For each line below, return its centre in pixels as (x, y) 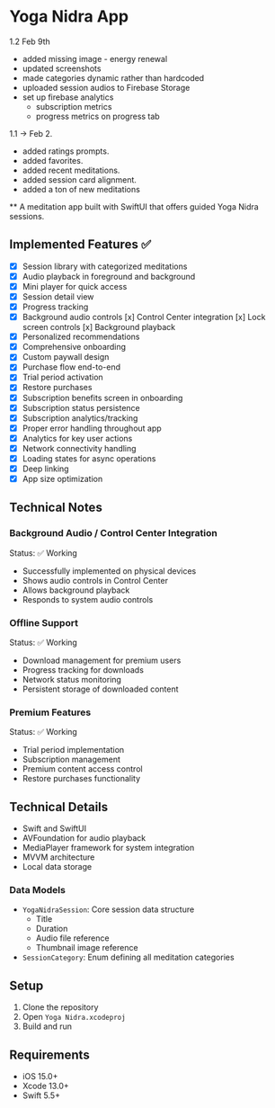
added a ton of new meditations (81, 189)
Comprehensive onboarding (74, 347)
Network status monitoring (71, 680)
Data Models (37, 890)
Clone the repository (60, 1007)
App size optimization (62, 479)
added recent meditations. (71, 170)
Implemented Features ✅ (80, 245)
